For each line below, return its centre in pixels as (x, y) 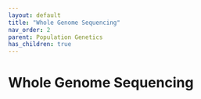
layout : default (34, 15)
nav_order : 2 (29, 30)
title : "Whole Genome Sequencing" (65, 23)
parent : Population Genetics (56, 37)
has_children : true (40, 44)
